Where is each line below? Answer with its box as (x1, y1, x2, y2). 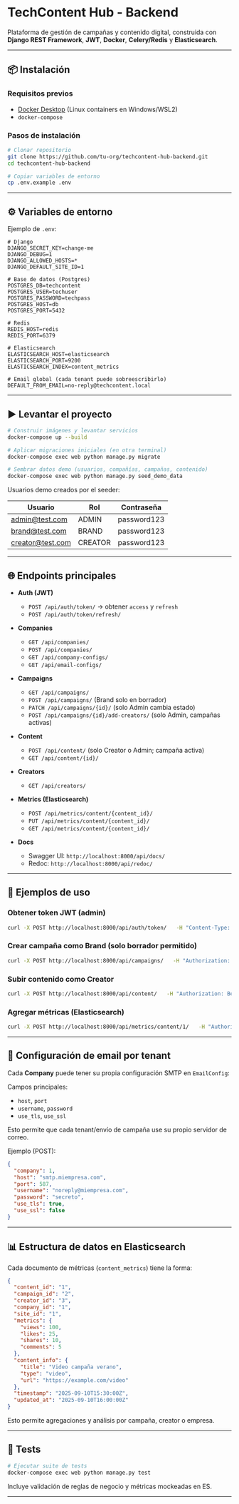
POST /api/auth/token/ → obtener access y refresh (28, 602, 179, 611)
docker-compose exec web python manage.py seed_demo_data (7, 472, 183, 480)
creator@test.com (11, 538, 71, 548)
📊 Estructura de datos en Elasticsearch (7, 1241, 186, 1253)
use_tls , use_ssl (17, 1111, 67, 1120)
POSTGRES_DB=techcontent (7, 283, 81, 290)
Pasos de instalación (7, 130, 80, 140)
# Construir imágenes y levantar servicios (7, 427, 139, 434)
